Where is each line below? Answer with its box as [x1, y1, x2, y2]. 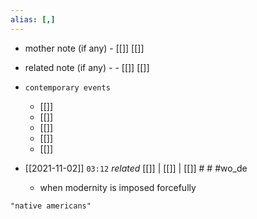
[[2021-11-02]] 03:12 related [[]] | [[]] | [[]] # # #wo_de [24, 162, 248, 174]
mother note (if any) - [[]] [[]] [24, 42, 145, 54]
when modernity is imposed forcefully [39, 181, 197, 193]
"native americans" [10, 201, 92, 211]
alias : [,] [10, 14, 56, 25]
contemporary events [24, 82, 111, 93]
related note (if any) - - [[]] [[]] [24, 61, 150, 73]
